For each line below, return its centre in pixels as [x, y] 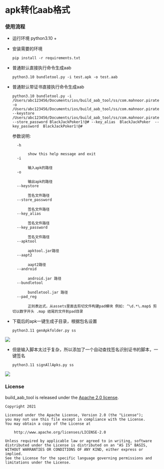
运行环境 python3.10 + [35, 38]
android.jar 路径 [45, 279]
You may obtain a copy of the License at [48, 424]
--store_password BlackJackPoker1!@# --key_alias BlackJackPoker [81, 122]
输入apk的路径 [40, 168]
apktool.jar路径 [44, 251]
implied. [14, 454]
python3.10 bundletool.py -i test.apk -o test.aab [65, 77]
